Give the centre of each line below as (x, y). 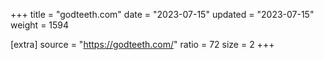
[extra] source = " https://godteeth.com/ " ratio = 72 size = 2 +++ (142, 44)
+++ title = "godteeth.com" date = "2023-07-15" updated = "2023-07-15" (162, 14)
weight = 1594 (40, 25)
